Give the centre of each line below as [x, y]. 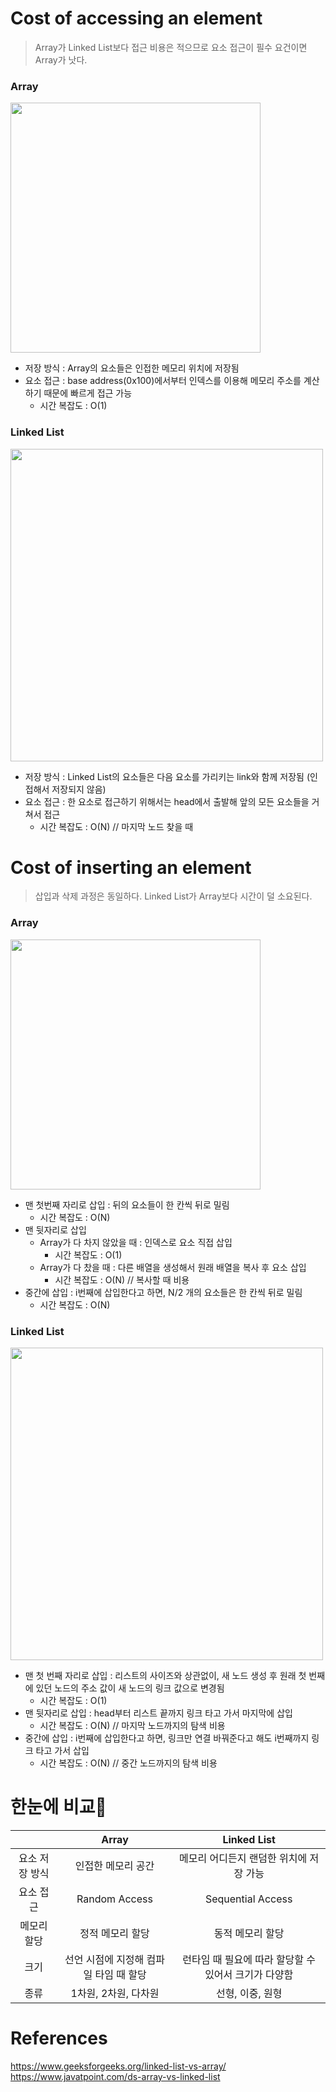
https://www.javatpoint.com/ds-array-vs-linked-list [115, 2076]
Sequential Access [248, 1899]
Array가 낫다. [61, 59]
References [59, 2038]
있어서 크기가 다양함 [249, 1974]
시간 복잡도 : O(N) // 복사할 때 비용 [122, 1279]
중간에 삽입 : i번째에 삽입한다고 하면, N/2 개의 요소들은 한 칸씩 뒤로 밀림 [163, 1292]
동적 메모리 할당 [249, 1933]
